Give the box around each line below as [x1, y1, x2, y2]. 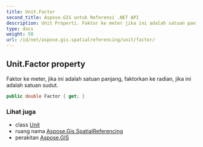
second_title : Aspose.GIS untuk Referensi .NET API [6, 14, 139, 20]
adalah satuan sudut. [6, 81, 59, 89]
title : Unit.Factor [6, 8, 56, 15]
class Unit [14, 121, 40, 128]
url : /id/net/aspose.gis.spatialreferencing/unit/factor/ [6, 37, 155, 43]
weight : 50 [6, 31, 34, 37]
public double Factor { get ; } [6, 93, 85, 99]
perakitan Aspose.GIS [14, 134, 69, 141]
